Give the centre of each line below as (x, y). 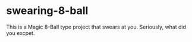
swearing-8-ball (47, 11)
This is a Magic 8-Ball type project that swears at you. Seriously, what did (96, 27)
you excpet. (21, 33)
